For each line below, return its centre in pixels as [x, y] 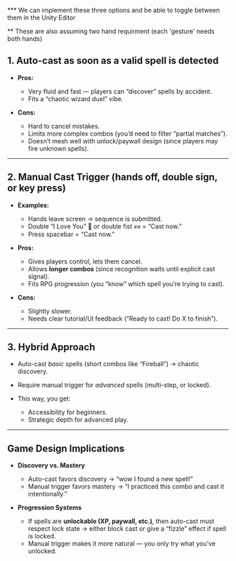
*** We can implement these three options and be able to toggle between [113, 10]
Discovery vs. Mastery [51, 465]
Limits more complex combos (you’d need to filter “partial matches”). [127, 134]
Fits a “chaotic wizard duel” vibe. [76, 98]
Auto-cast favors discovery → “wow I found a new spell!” [111, 479]
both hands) [25, 39]
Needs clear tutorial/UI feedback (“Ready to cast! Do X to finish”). [123, 318]
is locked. [42, 536]
